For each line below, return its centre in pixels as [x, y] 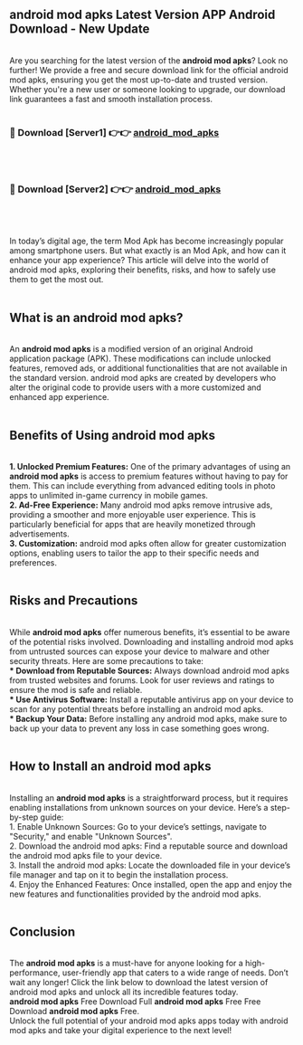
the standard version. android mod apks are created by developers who [143, 378]
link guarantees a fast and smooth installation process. [111, 99]
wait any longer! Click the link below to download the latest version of [139, 983]
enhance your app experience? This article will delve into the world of [139, 261]
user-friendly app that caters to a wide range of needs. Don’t [175, 973]
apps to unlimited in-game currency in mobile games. [109, 496]
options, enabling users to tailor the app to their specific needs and [134, 553]
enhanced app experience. [60, 397]
